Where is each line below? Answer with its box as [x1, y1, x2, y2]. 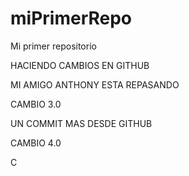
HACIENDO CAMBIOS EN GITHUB [10, 59, 150, 71]
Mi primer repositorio [10, 40, 97, 52]
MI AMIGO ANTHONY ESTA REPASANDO [10, 78, 180, 91]
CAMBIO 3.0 [10, 98, 62, 110]
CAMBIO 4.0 [10, 137, 62, 149]
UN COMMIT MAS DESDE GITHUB [10, 117, 153, 129]
